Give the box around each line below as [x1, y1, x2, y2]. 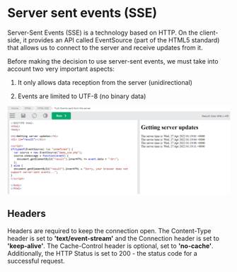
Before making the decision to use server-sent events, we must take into [7, 57, 219, 65]
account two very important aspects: [7, 64, 115, 73]
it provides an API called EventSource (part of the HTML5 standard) [23, 35, 220, 44]
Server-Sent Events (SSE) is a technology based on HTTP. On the [7, 28, 198, 37]
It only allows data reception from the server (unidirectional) [17, 78, 193, 86]
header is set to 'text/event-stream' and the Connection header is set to [7, 234, 219, 242]
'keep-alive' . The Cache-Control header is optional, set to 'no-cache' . [7, 242, 214, 250]
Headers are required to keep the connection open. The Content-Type [7, 226, 212, 235]
